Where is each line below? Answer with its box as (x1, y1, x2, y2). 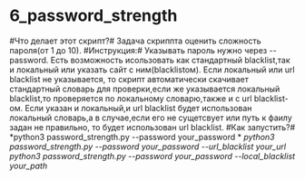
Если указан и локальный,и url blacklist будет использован (25, 102, 252, 113)
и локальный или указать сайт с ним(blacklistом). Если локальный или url (9, 64, 295, 75)
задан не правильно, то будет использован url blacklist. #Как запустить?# (9, 121, 296, 132)
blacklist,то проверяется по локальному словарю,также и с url (9, 92, 252, 104)
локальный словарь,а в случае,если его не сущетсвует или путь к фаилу (9, 112, 292, 123)
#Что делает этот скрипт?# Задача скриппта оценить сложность (9, 35, 261, 46)
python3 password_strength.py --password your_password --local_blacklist (9, 150, 296, 161)
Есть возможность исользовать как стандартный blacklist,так (50, 54, 290, 65)
